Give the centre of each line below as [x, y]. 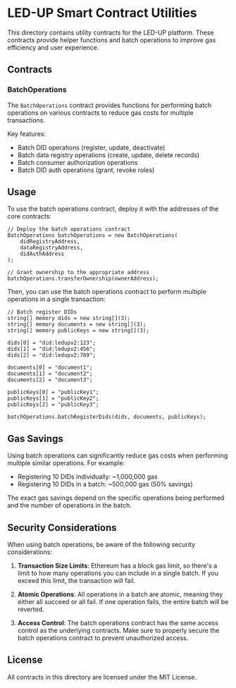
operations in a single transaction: [56, 299]
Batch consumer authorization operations [78, 162]
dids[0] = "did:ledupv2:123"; [52, 343]
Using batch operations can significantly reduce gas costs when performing [118, 455]
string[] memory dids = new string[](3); [69, 319]
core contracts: [29, 216]
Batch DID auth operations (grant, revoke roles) [86, 170]
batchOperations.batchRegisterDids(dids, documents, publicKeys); [107, 417]
